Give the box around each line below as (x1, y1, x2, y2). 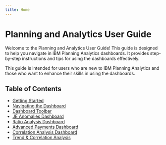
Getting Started (12, 97, 44, 104)
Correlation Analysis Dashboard (12, 129, 78, 135)
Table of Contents (5, 85, 62, 93)
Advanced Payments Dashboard (12, 124, 78, 130)
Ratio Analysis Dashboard (12, 119, 65, 125)
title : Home (5, 7, 30, 12)
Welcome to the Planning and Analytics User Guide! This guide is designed (5, 45, 158, 51)
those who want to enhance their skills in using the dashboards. (5, 70, 135, 76)
